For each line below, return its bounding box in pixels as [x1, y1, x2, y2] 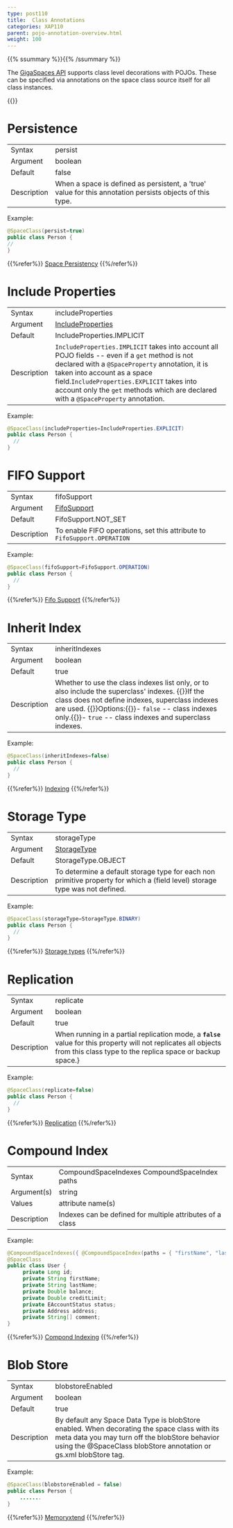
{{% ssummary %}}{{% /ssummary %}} [7, 55, 121, 63]
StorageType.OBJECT [55, 855, 126, 865]
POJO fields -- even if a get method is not [55, 350, 193, 360]
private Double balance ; [22, 1288, 95, 1295]
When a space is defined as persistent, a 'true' [55, 179, 207, 189]
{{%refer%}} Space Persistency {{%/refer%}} [7, 259, 139, 268]
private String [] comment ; [22, 1314, 101, 1321]
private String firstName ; [22, 1276, 101, 1282]
